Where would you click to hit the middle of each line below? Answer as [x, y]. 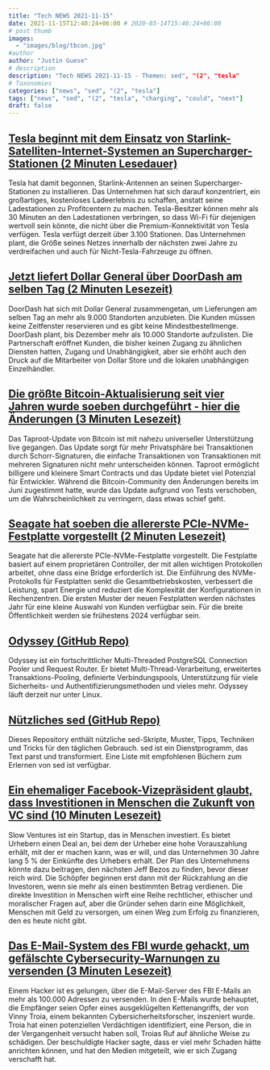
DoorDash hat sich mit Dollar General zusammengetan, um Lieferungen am [133, 309]
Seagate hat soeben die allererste [95, 523]
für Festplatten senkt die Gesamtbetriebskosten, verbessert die [148, 582]
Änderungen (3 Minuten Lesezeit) [95, 419]
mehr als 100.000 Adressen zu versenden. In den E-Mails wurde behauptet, [134, 999]
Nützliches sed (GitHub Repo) [85, 720]
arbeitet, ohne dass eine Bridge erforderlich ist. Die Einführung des [120, 573]
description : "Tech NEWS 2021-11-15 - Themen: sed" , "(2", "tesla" [124, 76]
